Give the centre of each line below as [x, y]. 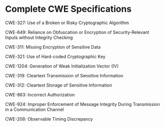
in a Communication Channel [35, 109]
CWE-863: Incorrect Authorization [40, 95]
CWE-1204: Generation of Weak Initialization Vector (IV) [62, 66]
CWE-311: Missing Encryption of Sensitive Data [53, 47]
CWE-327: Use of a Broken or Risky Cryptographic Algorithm [67, 23]
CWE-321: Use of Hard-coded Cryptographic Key [55, 56]
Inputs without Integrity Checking [39, 37]
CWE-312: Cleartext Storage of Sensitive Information [59, 85]
